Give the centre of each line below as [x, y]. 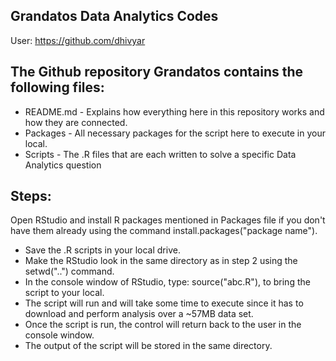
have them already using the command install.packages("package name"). [164, 231]
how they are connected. [76, 122]
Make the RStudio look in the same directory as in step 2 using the [161, 261]
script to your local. [64, 293]
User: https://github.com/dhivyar [78, 40]
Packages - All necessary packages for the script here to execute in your [175, 133]
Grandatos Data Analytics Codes [114, 16]
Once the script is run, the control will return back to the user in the [163, 325]
